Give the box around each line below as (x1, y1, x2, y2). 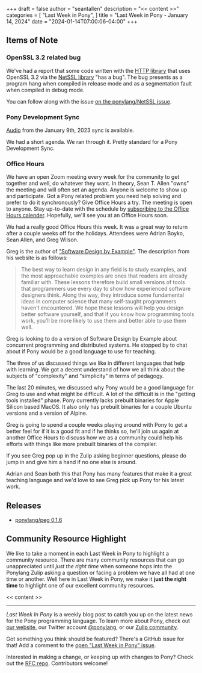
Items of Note (6, 36, 58, 46)
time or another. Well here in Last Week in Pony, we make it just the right (6, 575, 187, 583)
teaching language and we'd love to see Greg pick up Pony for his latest (6, 477, 185, 484)
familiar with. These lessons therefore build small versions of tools (20, 279, 185, 286)
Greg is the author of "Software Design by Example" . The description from (6, 248, 190, 255)
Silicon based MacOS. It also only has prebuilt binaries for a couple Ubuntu (6, 403, 192, 411)
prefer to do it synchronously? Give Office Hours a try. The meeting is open (6, 199, 192, 206)
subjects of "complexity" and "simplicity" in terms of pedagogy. (6, 373, 164, 380)
